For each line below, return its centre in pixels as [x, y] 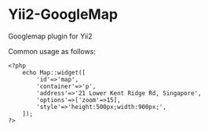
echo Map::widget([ [54, 72]
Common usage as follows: [52, 51]
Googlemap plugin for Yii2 [50, 36]
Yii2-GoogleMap [63, 15]
